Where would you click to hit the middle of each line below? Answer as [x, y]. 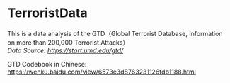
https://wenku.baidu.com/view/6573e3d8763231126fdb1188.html [102, 72]
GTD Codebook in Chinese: [47, 64]
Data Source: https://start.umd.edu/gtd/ [65, 50]
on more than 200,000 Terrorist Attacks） [68, 42]
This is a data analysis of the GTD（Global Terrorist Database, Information [115, 33]
